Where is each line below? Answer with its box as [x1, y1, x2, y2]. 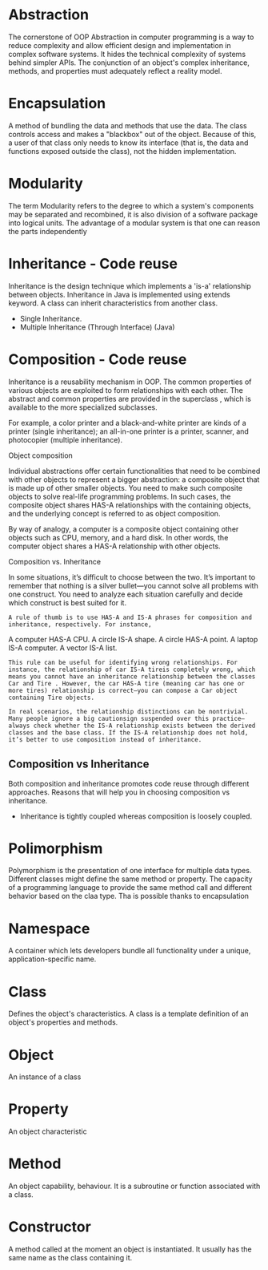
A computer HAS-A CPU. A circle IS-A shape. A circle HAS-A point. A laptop [8, 634, 258, 644]
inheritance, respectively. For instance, [8, 620, 152, 629]
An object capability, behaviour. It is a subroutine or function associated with [8, 1181, 261, 1191]
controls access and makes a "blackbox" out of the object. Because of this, [8, 129, 257, 139]
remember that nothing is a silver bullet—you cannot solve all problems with [8, 580, 258, 590]
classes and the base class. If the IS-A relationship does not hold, [8, 728, 249, 737]
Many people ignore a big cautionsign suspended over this [8, 714, 210, 722]
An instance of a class [8, 1072, 82, 1082]
